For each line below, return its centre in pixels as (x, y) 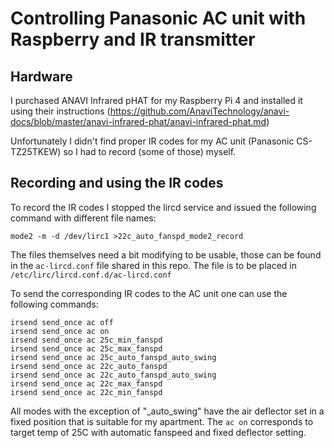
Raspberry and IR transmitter (133, 39)
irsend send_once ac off (62, 322)
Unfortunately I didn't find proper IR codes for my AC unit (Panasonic (152, 141)
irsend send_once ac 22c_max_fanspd (86, 383)
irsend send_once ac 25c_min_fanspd (86, 340)
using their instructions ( (60, 111)
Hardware (41, 76)
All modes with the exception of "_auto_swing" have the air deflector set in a (167, 411)
